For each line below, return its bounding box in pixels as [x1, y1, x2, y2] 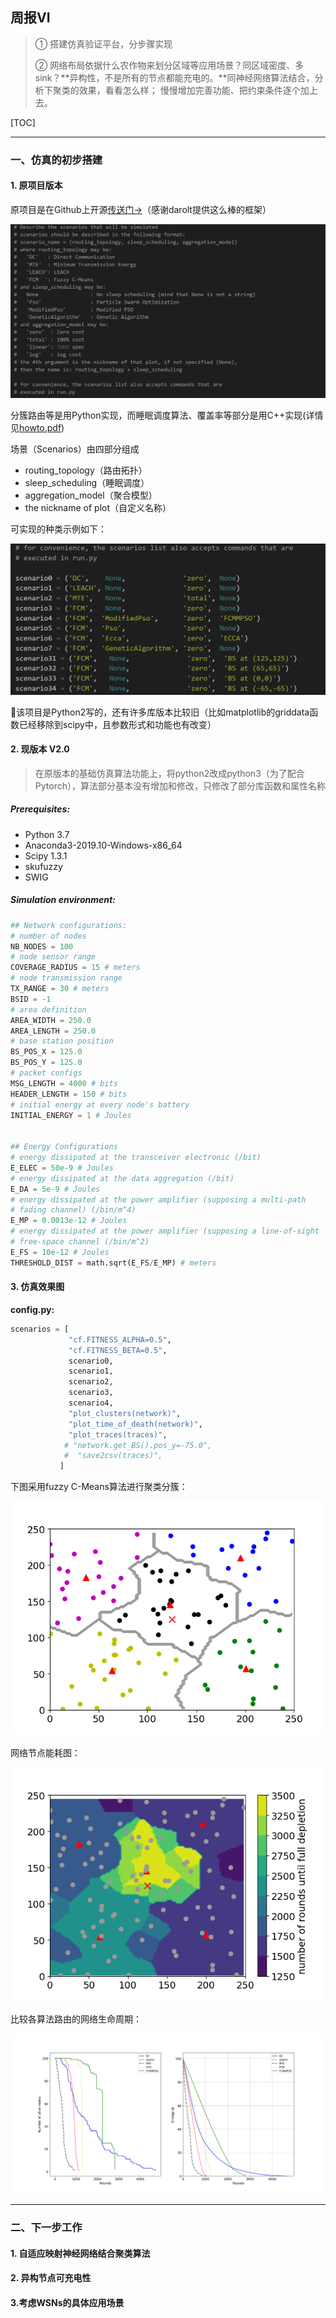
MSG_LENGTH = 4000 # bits [10, 1078, 118, 1088]
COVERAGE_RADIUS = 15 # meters [10, 963, 141, 973]
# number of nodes [10, 931, 87, 941]
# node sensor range [10, 952, 97, 962]
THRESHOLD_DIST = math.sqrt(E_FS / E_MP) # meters [10, 1258, 217, 1268]
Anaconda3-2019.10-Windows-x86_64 [24, 839, 183, 851]
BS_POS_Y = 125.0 [10, 1058, 83, 1068]
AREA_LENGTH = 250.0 [10, 1026, 97, 1036]
